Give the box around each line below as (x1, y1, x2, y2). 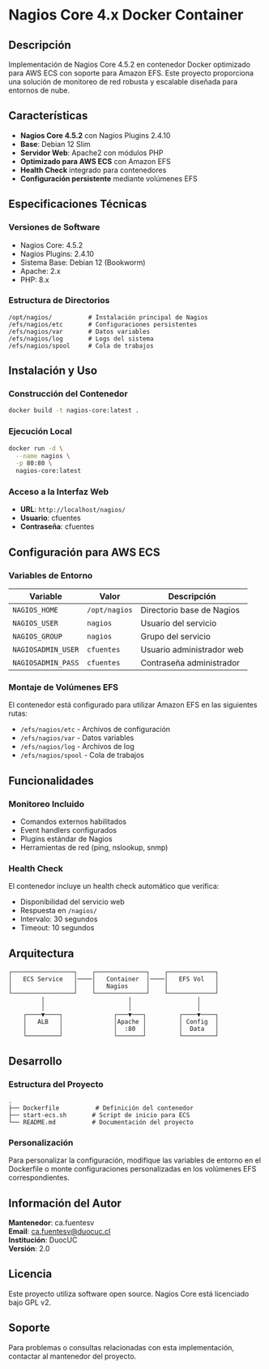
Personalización (8, 1137, 74, 1148)
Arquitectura (8, 947, 75, 960)
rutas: (8, 708, 28, 718)
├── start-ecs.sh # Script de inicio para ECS (8, 1111, 190, 1119)
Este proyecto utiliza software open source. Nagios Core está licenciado (8, 1289, 250, 1298)
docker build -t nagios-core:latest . (8, 406, 139, 415)
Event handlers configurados (19, 825, 117, 835)
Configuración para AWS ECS (8, 545, 160, 559)
